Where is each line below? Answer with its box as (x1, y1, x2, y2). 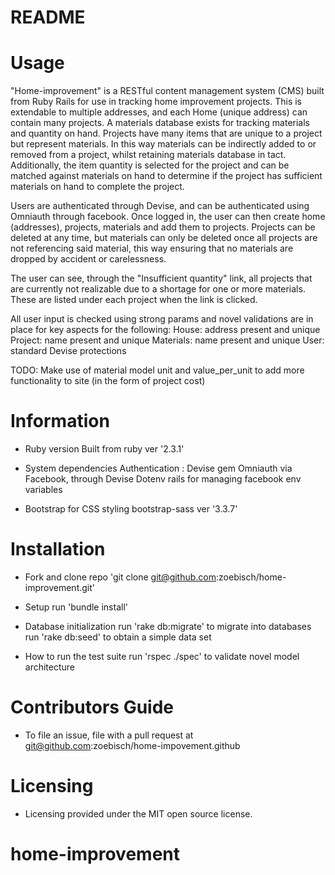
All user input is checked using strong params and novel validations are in (10, 313, 314, 325)
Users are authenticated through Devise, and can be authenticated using (10, 200, 310, 212)
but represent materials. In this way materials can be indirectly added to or (10, 138, 317, 150)
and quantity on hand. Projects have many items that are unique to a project (10, 127, 323, 140)
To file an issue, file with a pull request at (24, 729, 194, 741)
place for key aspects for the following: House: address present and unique (10, 324, 321, 336)
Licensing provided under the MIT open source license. (24, 807, 253, 820)
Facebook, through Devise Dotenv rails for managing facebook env (24, 473, 302, 485)
